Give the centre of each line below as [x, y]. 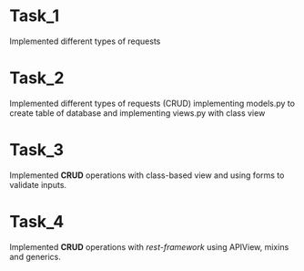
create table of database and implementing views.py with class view [137, 113]
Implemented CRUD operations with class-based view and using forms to [147, 175]
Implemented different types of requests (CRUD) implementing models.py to [152, 103]
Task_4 [37, 222]
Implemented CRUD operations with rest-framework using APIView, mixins [149, 246]
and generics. [35, 256]
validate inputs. [38, 184]
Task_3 [36, 150]
